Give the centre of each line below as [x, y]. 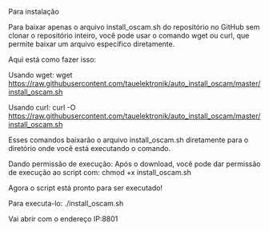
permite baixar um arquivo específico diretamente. [92, 44]
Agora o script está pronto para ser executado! [85, 188]
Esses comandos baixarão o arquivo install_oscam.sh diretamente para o [128, 140]
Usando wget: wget [40, 75]
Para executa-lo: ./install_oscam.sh [66, 203]
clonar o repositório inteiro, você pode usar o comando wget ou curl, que [129, 36]
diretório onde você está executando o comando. [89, 148]
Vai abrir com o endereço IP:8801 [63, 219]
